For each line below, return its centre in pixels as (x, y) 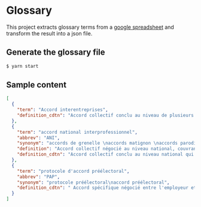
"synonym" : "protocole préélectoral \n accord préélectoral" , (93, 182)
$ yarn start (22, 66)
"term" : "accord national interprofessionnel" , (77, 132)
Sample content (36, 85)
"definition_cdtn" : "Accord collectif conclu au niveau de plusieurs (106, 115)
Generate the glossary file (56, 52)
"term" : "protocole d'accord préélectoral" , (73, 171)
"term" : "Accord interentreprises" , (63, 110)
